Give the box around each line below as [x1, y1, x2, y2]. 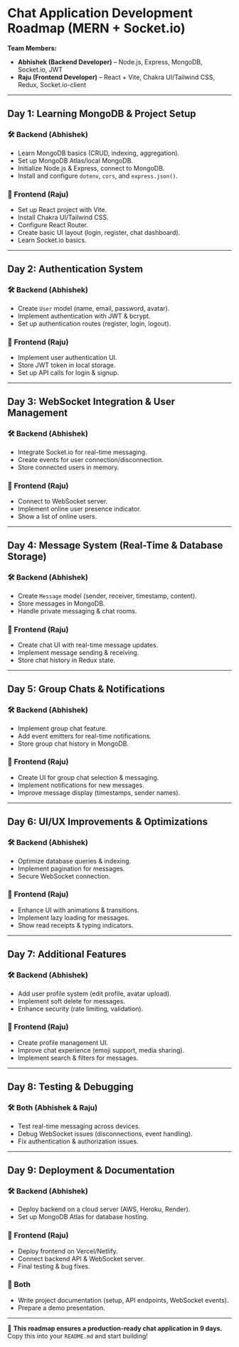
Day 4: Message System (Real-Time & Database [7, 539, 223, 551]
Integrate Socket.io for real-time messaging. [17, 448, 147, 456]
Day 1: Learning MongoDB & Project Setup [7, 108, 197, 120]
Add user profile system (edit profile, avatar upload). [17, 989, 172, 998]
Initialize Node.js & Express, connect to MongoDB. [17, 164, 165, 172]
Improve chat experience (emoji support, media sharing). [17, 1046, 185, 1054]
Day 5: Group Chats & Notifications [7, 683, 166, 696]
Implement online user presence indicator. [17, 504, 142, 513]
